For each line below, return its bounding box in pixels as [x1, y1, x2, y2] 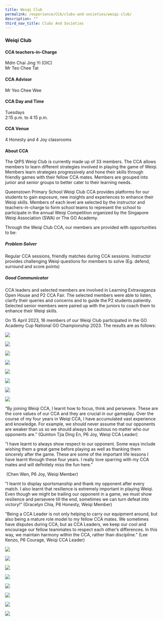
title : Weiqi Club [5, 7, 42, 12]
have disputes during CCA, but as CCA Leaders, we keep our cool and [5, 522, 146, 528]
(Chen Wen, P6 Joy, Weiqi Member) [6, 471, 79, 477]
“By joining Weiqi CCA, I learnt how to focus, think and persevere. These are [5, 406, 159, 412]
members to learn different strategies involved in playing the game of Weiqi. [5, 164, 158, 170]
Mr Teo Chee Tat [5, 65, 39, 71]
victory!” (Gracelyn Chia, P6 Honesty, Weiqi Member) [5, 502, 112, 507]
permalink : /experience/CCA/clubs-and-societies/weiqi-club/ [5, 12, 132, 17]
